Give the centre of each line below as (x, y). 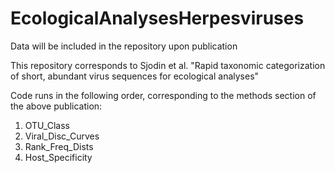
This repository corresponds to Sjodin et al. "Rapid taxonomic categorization (168, 65)
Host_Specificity (58, 157)
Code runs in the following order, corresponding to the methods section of (163, 95)
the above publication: (56, 106)
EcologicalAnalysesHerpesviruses (157, 18)
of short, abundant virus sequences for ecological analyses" (135, 76)
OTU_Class (47, 125)
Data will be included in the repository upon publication (124, 46)
